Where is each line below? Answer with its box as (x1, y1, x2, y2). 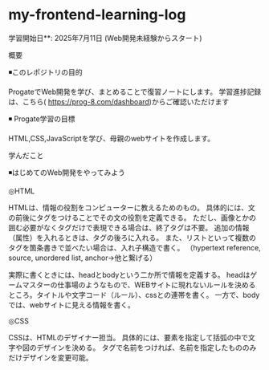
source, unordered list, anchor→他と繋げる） (8, 253, 157, 262)
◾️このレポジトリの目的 (8, 67, 83, 77)
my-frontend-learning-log (8, 6, 186, 24)
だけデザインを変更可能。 (8, 352, 93, 362)
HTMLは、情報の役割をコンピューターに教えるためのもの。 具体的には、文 (8, 202, 255, 212)
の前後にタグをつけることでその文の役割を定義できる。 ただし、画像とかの (8, 213, 257, 222)
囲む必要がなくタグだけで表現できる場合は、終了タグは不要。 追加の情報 (8, 222, 250, 232)
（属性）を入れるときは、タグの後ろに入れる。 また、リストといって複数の (8, 233, 257, 242)
